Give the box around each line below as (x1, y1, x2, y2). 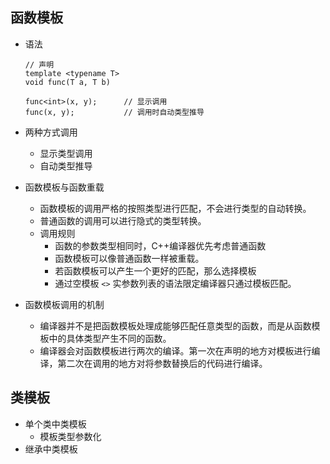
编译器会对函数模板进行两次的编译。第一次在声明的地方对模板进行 (39, 344, 312, 357)
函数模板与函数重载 (24, 181, 105, 193)
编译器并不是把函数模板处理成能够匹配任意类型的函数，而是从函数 (39, 319, 312, 332)
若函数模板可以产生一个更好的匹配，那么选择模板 (54, 264, 257, 277)
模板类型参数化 (39, 430, 102, 442)
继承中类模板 (24, 443, 78, 455)
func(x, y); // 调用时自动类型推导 (24, 107, 205, 117)
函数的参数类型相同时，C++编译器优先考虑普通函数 (54, 239, 267, 252)
